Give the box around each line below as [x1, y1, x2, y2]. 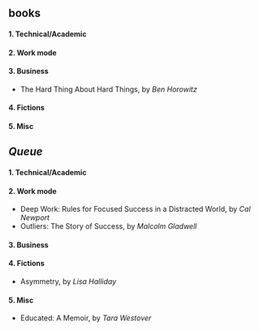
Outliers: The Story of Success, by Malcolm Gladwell [19, 221, 197, 231]
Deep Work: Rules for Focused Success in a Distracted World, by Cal [19, 204, 251, 214]
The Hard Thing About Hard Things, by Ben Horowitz [19, 84, 197, 94]
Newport [19, 213, 50, 222]
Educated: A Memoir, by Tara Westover [19, 313, 152, 323]
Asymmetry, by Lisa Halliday [19, 276, 117, 286]
